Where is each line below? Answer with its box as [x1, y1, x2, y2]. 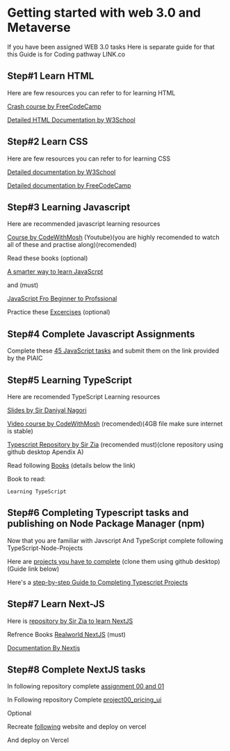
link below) [27, 565, 60, 573]
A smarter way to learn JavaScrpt [7, 268, 104, 276]
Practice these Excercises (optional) [7, 308, 110, 316]
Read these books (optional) [7, 254, 88, 262]
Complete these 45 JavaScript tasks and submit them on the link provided [7, 346, 220, 355]
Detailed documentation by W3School [7, 168, 116, 176]
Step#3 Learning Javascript [7, 201, 131, 213]
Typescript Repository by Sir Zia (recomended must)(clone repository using [7, 440, 224, 449]
